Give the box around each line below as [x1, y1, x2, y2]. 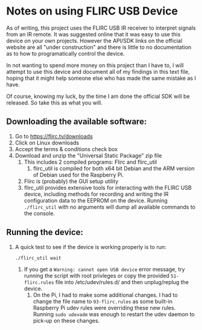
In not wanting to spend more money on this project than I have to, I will [6, 62, 184, 69]
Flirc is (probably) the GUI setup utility [24, 177, 119, 185]
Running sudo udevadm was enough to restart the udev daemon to [33, 310, 195, 318]
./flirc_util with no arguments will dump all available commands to [24, 203, 196, 210]
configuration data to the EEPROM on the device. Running [24, 196, 168, 204]
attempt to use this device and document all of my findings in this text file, [6, 68, 190, 75]
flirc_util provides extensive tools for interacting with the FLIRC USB [24, 184, 192, 191]
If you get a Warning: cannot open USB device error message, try [24, 265, 185, 273]
